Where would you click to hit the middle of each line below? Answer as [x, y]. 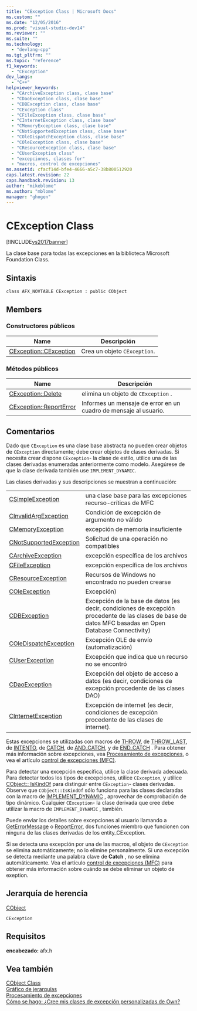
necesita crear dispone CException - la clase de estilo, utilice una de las [91, 458]
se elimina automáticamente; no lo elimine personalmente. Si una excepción [98, 850]
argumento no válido [114, 519]
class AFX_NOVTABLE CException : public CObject [67, 292]
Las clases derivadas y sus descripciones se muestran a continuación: [91, 482]
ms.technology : [25, 45]
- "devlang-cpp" [31, 50]
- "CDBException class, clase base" [56, 104]
